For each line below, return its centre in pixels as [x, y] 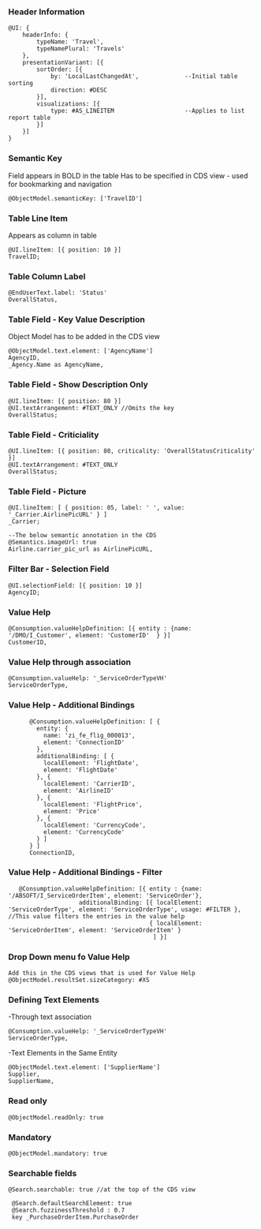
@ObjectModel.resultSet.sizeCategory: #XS [79, 981]
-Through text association [50, 1017]
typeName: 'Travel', [70, 42]
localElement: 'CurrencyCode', [95, 825]
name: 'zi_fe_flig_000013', [89, 735]
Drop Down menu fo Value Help [69, 957]
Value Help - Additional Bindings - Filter [86, 872]
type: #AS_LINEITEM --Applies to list [147, 111]
